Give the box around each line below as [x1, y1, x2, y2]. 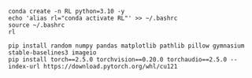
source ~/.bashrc [8, 21, 65, 29]
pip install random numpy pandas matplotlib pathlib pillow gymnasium [8, 42, 245, 50]
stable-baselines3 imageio [8, 49, 97, 57]
